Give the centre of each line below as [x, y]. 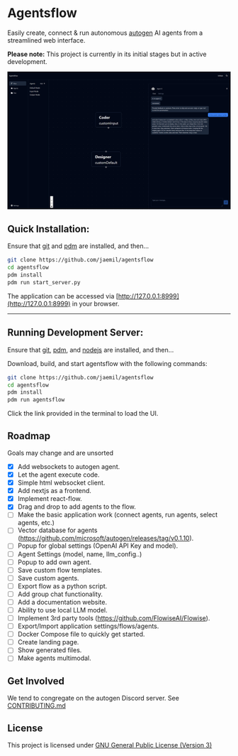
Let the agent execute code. [59, 475]
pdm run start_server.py [44, 282]
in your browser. [96, 303]
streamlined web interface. [46, 40]
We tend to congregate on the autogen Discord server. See [93, 698]
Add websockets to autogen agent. [69, 466]
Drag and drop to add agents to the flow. [76, 507]
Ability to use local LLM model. [62, 610]
